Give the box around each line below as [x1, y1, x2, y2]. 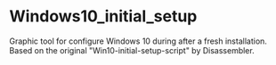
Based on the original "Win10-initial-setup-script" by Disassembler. [9, 45, 256, 55]
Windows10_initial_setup [9, 6, 198, 27]
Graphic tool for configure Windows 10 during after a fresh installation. [9, 36, 267, 46]
